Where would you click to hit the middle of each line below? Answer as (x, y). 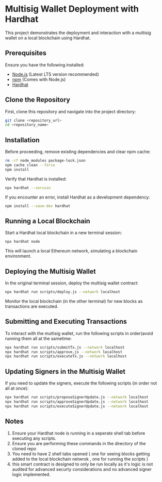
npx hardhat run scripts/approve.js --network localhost (64, 352)
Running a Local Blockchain (48, 221)
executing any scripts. (34, 438)
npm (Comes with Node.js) (39, 79)
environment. (18, 256)
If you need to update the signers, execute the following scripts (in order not (81, 383)
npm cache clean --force (30, 165)
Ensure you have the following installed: (45, 65)
